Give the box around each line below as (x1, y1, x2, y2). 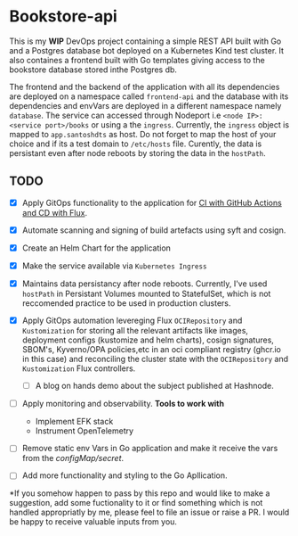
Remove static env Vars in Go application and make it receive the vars (21, 443, 278, 454)
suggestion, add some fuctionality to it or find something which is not (9, 498, 263, 508)
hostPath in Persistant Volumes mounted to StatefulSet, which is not (21, 288, 271, 300)
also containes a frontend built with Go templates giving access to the (9, 54, 265, 65)
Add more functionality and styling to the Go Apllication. (21, 470, 228, 481)
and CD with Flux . (21, 207, 87, 218)
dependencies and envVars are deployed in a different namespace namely (9, 100, 282, 111)
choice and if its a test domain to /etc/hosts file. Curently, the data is (9, 138, 262, 149)
